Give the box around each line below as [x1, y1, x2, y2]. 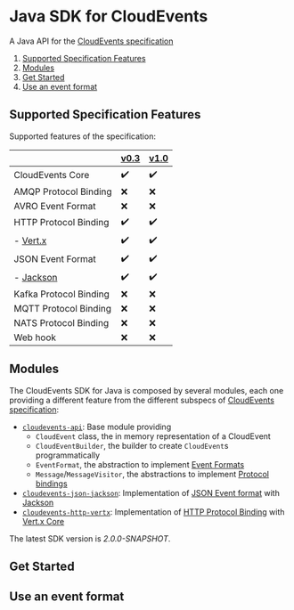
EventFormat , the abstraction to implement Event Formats [35, 459, 245, 469]
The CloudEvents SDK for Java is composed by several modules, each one [9, 385, 284, 395]
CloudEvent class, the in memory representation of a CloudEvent [35, 430, 272, 442]
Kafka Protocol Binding [13, 288, 110, 300]
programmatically [35, 450, 101, 460]
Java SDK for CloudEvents [9, 6, 208, 27]
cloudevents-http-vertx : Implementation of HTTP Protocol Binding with [21, 506, 285, 517]
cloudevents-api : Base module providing [21, 421, 172, 432]
